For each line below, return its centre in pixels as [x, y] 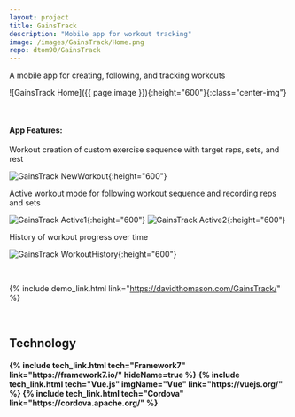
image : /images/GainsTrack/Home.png [77, 42]
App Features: [36, 130]
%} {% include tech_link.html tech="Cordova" [97, 394]
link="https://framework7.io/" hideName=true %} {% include [124, 375]
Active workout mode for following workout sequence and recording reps [143, 193]
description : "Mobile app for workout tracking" [101, 34]
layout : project [39, 17]
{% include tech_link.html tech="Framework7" [97, 366]
